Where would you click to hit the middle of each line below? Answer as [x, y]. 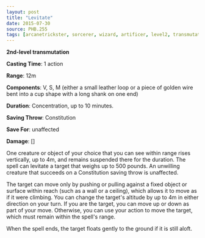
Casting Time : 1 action [35, 64]
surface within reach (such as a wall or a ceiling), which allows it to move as [102, 191]
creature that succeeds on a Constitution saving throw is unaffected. [92, 173]
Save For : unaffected [33, 129]
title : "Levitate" [30, 18]
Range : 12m [21, 76]
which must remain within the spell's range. [61, 217]
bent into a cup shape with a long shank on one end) [72, 94]
